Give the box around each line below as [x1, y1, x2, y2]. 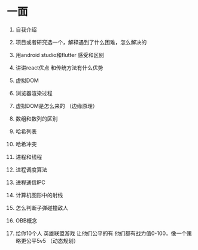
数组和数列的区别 [15, 115, 58, 122]
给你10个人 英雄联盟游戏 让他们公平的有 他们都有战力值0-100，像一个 [15, 230, 187, 237]
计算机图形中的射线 [15, 191, 63, 198]
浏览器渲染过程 [15, 89, 53, 97]
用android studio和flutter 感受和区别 [15, 51, 104, 58]
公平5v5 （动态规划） [26, 237, 80, 244]
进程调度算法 [15, 165, 47, 173]
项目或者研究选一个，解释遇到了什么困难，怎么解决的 [15, 38, 147, 46]
